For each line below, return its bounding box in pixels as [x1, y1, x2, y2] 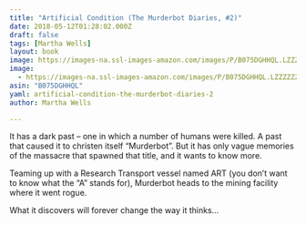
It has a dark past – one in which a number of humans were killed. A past [9, 131, 282, 142]
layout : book [9, 47, 59, 56]
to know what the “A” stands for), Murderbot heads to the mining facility [9, 178, 279, 189]
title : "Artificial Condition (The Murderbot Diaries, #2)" [9, 13, 243, 23]
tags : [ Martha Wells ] [9, 38, 92, 48]
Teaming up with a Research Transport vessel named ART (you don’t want [9, 168, 289, 179]
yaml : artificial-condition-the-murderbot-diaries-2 [9, 89, 214, 98]
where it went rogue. [9, 188, 87, 199]
